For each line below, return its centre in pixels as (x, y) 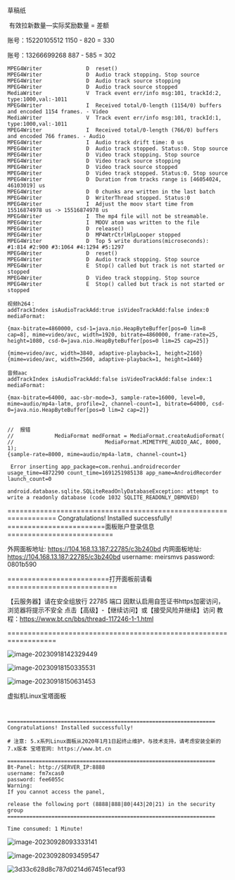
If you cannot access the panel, (56, 792)
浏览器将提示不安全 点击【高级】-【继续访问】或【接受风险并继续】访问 (112, 610)
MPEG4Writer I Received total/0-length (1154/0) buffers (114, 106)
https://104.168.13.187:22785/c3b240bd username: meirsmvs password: (111, 557)
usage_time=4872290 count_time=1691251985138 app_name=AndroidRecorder (114, 473)
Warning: (20, 786)
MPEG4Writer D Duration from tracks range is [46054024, (114, 180)
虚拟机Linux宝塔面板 (37, 696)
